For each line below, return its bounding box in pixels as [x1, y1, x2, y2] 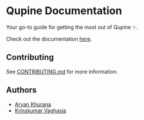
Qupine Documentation [6, 4, 122, 18]
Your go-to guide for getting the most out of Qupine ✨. [6, 24, 138, 31]
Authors [6, 85, 37, 95]
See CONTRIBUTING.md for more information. [6, 68, 119, 75]
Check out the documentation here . [6, 35, 92, 42]
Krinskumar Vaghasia [14, 107, 66, 114]
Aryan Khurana [14, 101, 52, 108]
